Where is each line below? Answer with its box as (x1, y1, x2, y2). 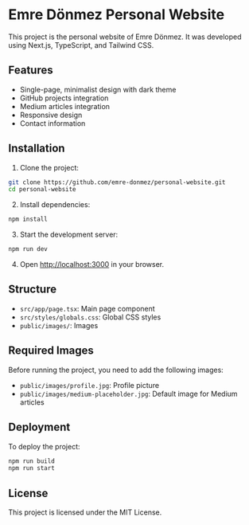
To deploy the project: (8, 441, 81, 451)
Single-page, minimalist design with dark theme (19, 84, 177, 94)
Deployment (8, 421, 71, 434)
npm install (8, 215, 48, 224)
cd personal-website (8, 186, 77, 194)
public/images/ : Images (19, 320, 99, 330)
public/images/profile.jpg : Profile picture (19, 380, 160, 390)
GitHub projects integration (19, 93, 109, 103)
